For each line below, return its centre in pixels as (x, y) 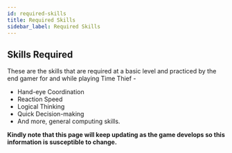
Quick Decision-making (51, 114)
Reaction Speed (40, 99)
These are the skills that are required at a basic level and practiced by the (112, 71)
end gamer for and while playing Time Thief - (72, 79)
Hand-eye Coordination (51, 92)
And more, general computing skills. (69, 121)
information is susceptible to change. (62, 142)
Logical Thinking (41, 107)
